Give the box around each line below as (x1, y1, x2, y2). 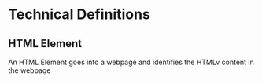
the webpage (8, 66, 51, 75)
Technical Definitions (8, 5, 151, 23)
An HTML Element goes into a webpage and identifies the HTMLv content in (8, 57, 254, 67)
